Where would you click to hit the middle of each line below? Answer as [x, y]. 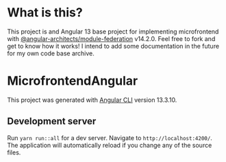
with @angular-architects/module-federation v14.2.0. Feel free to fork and [111, 38]
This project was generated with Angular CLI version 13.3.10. [92, 100]
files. [14, 152]
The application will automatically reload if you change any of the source [110, 145]
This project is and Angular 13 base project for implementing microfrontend [113, 31]
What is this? [45, 13]
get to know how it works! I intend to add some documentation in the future [113, 46]
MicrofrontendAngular [73, 81]
